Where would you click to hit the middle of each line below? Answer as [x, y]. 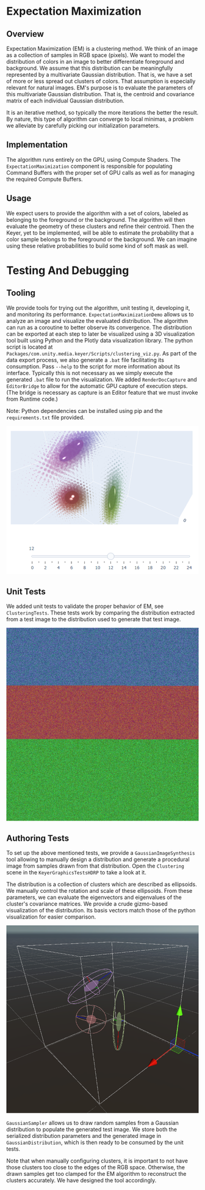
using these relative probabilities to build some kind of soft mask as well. [98, 246]
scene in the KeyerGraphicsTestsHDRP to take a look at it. [76, 872]
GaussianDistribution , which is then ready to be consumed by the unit [95, 1143]
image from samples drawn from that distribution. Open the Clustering [95, 866]
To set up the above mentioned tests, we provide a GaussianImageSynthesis [101, 852]
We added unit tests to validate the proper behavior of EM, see [85, 606]
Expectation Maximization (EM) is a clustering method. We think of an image [102, 48]
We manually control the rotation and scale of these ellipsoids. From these [99, 890]
